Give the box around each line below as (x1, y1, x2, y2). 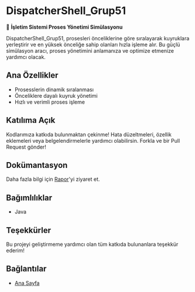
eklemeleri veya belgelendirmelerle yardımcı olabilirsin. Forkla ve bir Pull (6, 137, 180, 144)
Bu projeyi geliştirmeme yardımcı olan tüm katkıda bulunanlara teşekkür (6, 241, 179, 248)
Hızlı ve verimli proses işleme (14, 98, 85, 105)
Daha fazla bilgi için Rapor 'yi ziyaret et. (6, 176, 100, 183)
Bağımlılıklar (6, 193, 53, 202)
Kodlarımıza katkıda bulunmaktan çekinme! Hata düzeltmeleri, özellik (6, 130, 172, 138)
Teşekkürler (6, 225, 52, 235)
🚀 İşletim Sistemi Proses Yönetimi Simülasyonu (6, 23, 123, 30)
